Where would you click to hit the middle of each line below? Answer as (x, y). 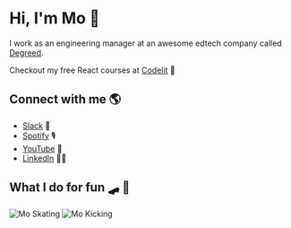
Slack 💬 (36, 126)
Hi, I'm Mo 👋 (55, 18)
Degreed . (26, 52)
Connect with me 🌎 (65, 99)
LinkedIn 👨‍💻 (44, 158)
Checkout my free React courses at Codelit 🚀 (93, 70)
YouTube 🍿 (42, 148)
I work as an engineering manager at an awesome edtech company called (145, 43)
